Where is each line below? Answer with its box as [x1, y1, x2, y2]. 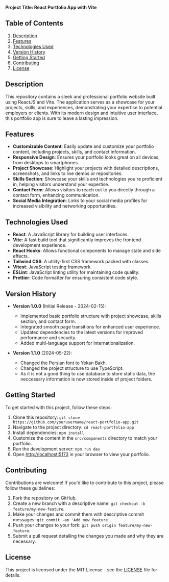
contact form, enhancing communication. [12, 192, 100, 198]
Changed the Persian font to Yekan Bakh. [20, 360, 107, 366]
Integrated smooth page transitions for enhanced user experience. [20, 324, 160, 330]
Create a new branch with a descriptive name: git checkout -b [12, 500, 146, 507]
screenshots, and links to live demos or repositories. [12, 170, 123, 176]
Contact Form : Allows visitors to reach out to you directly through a [12, 187, 155, 193]
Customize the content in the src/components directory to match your [12, 435, 157, 441]
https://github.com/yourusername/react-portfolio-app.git [12, 419, 139, 425]
